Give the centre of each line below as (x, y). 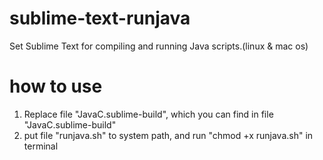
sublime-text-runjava (100, 18)
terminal (41, 146)
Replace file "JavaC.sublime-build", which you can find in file (148, 114)
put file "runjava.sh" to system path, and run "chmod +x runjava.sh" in (168, 135)
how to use (56, 86)
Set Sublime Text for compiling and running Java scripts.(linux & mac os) (159, 46)
